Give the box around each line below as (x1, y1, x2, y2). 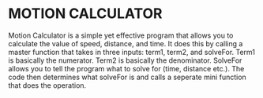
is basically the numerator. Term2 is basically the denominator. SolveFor (8, 56, 242, 65)
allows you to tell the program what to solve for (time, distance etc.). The (8, 64, 245, 73)
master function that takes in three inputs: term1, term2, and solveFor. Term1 (8, 47, 255, 56)
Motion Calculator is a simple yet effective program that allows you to (8, 31, 234, 40)
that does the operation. (8, 80, 87, 90)
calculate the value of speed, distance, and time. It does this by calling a (8, 38, 243, 48)
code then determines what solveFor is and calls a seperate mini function (8, 72, 246, 82)
